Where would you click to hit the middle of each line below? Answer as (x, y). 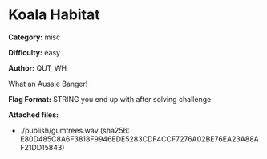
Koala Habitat (54, 15)
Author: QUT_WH (37, 68)
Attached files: (33, 115)
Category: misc (34, 37)
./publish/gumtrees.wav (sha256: (75, 130)
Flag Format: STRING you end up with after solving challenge (110, 99)
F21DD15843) (42, 147)
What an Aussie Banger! (48, 84)
